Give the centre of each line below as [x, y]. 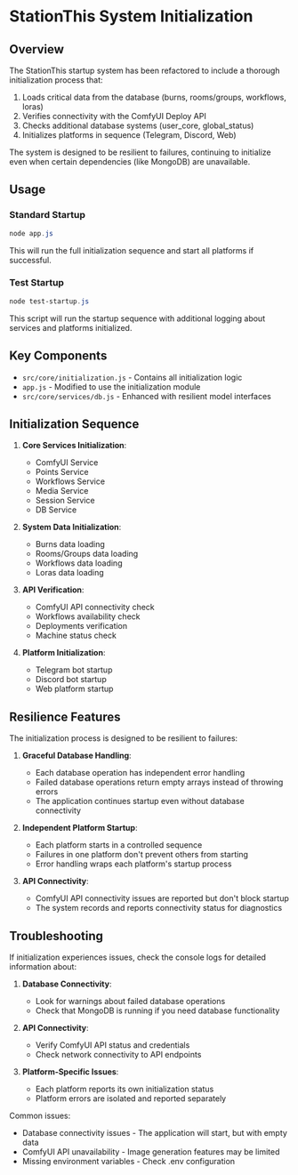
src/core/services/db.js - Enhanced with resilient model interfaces [146, 396]
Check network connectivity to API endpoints [118, 1054]
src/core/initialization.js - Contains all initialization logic [132, 377]
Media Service [62, 491]
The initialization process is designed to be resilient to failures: [124, 738]
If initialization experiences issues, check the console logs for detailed [138, 957]
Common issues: [40, 1115]
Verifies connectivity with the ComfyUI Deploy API [114, 116]
